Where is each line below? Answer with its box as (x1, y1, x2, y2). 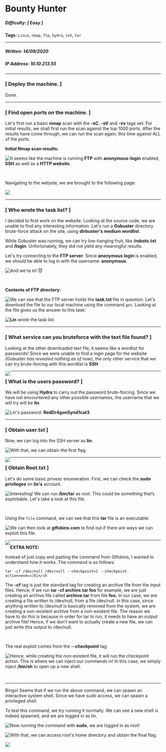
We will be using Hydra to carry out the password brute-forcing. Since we (5, 389, 156, 395)
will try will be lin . (5, 400, 41, 406)
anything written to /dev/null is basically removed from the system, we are (5, 603, 156, 609)
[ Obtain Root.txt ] (5, 465, 49, 472)
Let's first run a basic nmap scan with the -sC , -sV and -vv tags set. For (5, 120, 153, 127)
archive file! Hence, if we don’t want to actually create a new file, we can (5, 618, 153, 624)
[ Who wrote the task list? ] (5, 206, 71, 213)
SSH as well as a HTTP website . (5, 161, 71, 167)
